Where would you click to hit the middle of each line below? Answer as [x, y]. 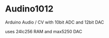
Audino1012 [29, 9]
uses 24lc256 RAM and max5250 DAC [44, 31]
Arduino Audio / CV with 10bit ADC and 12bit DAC [54, 22]
